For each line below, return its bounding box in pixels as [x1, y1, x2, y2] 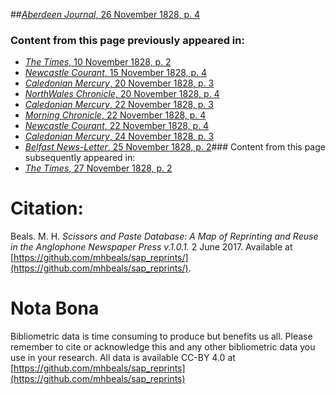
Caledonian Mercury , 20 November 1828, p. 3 [24, 77, 215, 89]
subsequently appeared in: [24, 152, 136, 164]
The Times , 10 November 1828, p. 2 [24, 56, 172, 68]
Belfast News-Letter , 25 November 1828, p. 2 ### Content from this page [24, 141, 326, 153]
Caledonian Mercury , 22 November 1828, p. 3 [24, 99, 214, 111]
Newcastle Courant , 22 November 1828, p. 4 [24, 120, 210, 132]
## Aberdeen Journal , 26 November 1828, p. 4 [10, 9, 200, 20]
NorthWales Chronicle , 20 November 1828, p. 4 [24, 88, 220, 100]
